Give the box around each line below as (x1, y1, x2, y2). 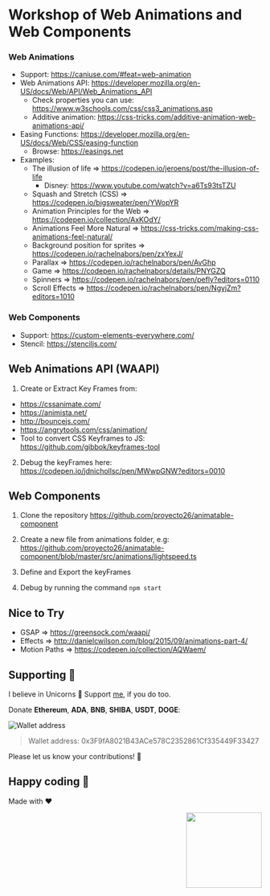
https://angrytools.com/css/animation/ (19, 425, 148, 434)
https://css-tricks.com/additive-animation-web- (97, 113, 256, 122)
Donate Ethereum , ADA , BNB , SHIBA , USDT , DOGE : (8, 705, 181, 715)
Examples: (19, 155, 55, 165)
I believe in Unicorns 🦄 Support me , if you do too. (8, 689, 171, 699)
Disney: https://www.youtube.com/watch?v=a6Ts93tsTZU (43, 181, 236, 191)
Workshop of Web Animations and (8, 6, 243, 24)
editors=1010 (31, 292, 75, 302)
